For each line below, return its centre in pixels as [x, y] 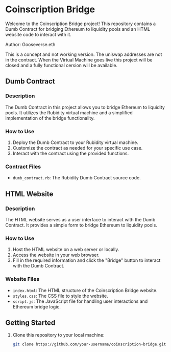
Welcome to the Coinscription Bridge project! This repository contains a [81, 24]
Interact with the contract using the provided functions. [71, 153]
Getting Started [30, 323]
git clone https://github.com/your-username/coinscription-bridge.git [89, 344]
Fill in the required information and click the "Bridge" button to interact [87, 260]
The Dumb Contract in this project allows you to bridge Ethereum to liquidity [85, 107]
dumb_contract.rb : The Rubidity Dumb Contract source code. [77, 178]
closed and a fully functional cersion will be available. [62, 65]
